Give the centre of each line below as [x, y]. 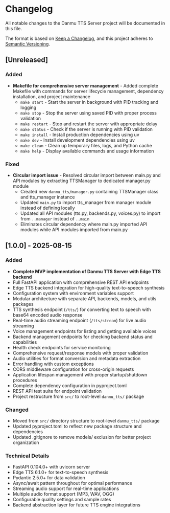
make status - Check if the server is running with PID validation [87, 129]
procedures [25, 380]
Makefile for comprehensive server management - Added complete [85, 85]
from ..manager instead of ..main [55, 218]
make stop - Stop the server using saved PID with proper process [89, 113]
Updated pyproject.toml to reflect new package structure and [77, 426]
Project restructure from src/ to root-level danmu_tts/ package [78, 396]
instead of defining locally [47, 208]
